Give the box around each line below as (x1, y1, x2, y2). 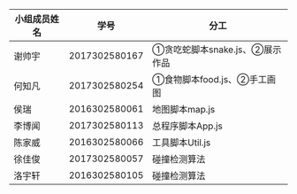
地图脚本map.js (151, 104, 216, 115)
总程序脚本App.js (151, 120, 224, 132)
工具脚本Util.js (151, 136, 211, 149)
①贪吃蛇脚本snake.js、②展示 (151, 43, 282, 56)
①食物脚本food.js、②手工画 (151, 74, 277, 85)
